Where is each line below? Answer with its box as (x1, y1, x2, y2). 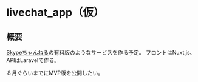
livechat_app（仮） (6, 5, 104, 19)
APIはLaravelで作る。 (6, 56, 60, 64)
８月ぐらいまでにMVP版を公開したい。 (6, 69, 104, 77)
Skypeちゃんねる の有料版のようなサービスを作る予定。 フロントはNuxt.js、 (6, 49, 196, 56)
